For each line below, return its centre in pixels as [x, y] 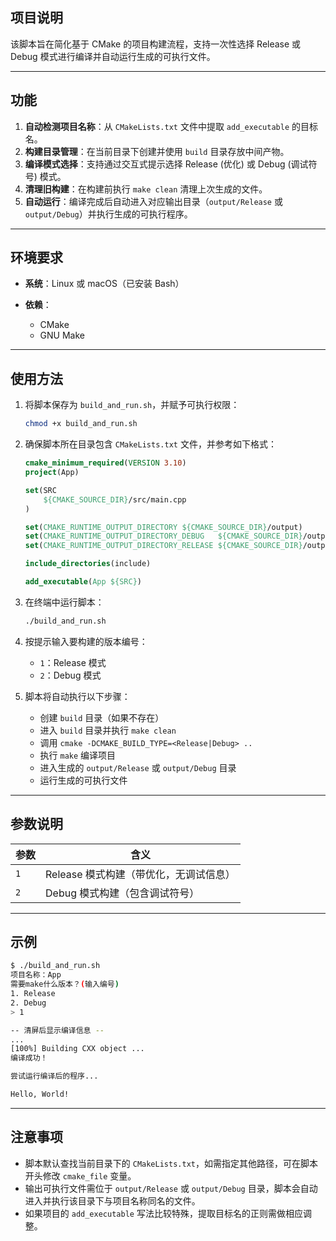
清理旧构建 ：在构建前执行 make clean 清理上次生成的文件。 [146, 189]
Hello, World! [40, 1094]
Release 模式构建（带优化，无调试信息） [140, 874]
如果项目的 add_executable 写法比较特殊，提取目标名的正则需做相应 [163, 1213]
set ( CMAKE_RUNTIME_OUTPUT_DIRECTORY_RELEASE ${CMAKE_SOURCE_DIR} [163, 546]
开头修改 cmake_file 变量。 [80, 1175]
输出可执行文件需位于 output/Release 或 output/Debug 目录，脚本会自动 [171, 1188]
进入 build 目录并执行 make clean [108, 730]
